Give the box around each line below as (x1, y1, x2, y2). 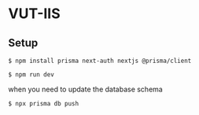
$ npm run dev (8, 71, 55, 79)
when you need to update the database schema (8, 84, 163, 94)
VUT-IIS (8, 5, 61, 23)
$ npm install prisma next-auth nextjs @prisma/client (8, 57, 192, 65)
